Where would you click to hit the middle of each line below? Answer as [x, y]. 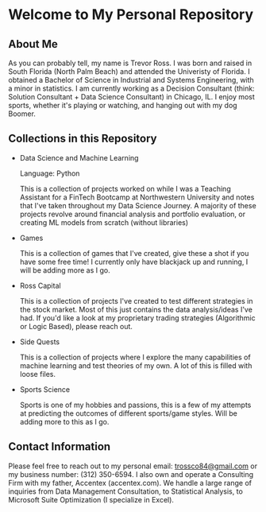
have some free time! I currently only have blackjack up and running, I [134, 262]
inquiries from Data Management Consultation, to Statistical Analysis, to [126, 491]
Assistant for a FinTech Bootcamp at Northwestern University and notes [137, 197]
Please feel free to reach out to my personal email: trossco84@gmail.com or [133, 466]
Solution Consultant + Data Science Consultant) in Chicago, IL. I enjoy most [132, 97]
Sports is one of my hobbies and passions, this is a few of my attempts [135, 405]
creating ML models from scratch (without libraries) [104, 222]
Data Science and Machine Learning [79, 157]
